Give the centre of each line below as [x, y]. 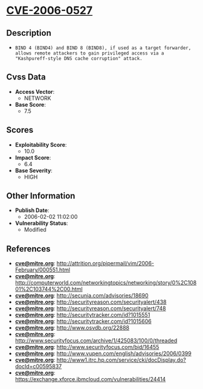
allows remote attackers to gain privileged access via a [89, 53]
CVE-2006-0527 [50, 11]
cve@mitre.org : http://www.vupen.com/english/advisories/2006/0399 [103, 354]
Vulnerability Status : [41, 223]
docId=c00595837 [38, 367]
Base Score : [31, 104]
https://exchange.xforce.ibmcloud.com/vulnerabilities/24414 [90, 379]
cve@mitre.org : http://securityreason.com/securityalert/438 [91, 302]
